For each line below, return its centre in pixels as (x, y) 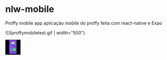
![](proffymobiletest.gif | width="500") (45, 32)
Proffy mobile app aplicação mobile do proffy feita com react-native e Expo (84, 23)
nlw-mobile (30, 9)
